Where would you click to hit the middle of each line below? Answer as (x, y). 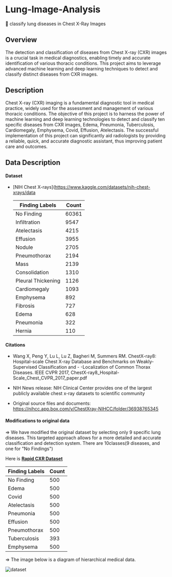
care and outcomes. (26, 146)
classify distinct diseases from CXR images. (52, 74)
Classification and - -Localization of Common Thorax (94, 367)
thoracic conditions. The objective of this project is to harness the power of (85, 114)
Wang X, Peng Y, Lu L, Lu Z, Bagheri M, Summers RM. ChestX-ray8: (84, 356)
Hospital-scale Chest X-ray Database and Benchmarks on (74, 362)
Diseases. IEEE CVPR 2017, (41, 373)
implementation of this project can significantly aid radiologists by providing (85, 135)
